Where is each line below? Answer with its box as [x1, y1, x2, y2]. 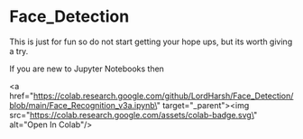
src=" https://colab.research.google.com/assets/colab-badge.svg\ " [9, 109, 258, 120]
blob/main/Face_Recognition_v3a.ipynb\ [9, 99, 158, 110]
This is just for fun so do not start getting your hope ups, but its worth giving [9, 36, 293, 47]
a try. [9, 45, 29, 56]
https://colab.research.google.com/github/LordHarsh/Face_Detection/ [32, 90, 294, 101]
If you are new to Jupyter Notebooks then [9, 63, 165, 74]
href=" [9, 90, 34, 101]
